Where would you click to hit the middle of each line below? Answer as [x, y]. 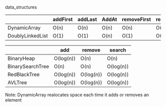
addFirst [63, 19]
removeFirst [136, 19]
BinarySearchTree [28, 66]
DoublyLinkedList [28, 36]
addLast [87, 19]
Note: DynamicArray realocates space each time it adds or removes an [77, 95]
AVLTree [17, 82]
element [13, 100]
